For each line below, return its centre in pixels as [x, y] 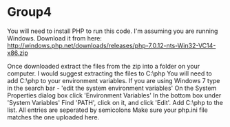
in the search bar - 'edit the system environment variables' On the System [112, 88]
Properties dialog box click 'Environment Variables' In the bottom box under [114, 95]
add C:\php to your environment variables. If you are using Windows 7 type [114, 80]
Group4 [29, 12]
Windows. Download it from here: [54, 38]
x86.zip [18, 53]
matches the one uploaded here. [53, 117]
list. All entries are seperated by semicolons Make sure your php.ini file [107, 110]
